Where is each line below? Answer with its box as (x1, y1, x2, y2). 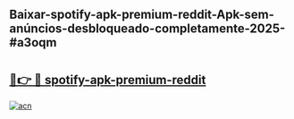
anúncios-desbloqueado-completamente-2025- (9, 21, 286, 37)
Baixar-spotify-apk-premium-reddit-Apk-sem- (9, 7, 275, 22)
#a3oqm (9, 35, 57, 50)
